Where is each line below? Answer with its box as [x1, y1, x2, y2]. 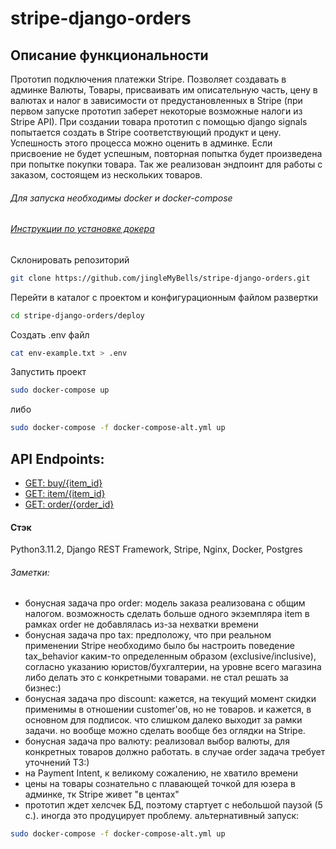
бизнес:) [24, 682, 62, 694]
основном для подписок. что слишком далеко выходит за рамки [24, 714, 303, 726]
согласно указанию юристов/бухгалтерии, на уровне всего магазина [24, 661, 322, 673]
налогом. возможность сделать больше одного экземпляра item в [24, 608, 310, 620]
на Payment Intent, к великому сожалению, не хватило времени [24, 767, 298, 779]
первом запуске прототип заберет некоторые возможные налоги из [10, 105, 303, 117]
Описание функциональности [10, 47, 209, 64]
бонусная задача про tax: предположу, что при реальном [24, 629, 272, 641]
